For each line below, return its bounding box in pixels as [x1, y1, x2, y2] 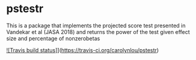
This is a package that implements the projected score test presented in [6, 22, 186, 29]
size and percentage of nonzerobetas [6, 35, 100, 42]
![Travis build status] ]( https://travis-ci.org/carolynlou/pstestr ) [6, 46, 159, 53]
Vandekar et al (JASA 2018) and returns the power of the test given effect [6, 28, 190, 35]
